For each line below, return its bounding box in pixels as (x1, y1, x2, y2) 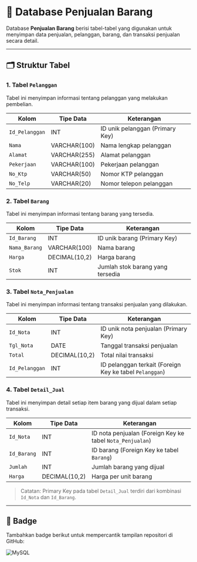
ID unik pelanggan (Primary (100, 124, 176, 133)
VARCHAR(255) (50, 151, 96, 159)
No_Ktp (9, 170, 28, 177)
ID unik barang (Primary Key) (97, 234, 178, 242)
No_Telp (9, 180, 30, 187)
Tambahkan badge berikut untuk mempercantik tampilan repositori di (6, 531, 173, 539)
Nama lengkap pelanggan (100, 141, 172, 149)
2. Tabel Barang (6, 197, 49, 205)
